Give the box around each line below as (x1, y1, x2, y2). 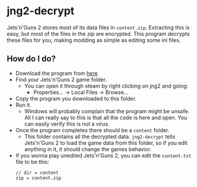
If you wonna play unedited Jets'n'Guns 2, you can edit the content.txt (15, 152, 192, 159)
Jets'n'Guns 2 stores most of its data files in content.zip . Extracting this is (7, 24, 190, 31)
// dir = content (15, 170, 59, 176)
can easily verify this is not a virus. (24, 120, 110, 127)
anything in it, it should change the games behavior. (24, 145, 152, 152)
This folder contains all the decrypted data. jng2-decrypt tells (24, 133, 176, 140)
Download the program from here (15, 70, 98, 77)
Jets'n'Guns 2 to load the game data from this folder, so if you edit (24, 139, 187, 147)
